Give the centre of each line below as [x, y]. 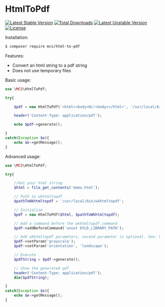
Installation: [17, 37]
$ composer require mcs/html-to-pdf [42, 46]
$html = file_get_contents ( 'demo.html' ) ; [57, 188]
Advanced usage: [23, 156]
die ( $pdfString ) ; [32, 278]
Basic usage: [18, 80]
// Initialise [28, 210]
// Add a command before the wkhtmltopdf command [66, 223]
